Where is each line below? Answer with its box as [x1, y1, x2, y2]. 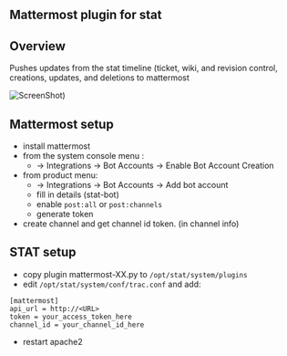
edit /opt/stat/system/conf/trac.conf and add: [22, 278, 201, 289]
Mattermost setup [9, 116, 114, 131]
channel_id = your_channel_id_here [9, 319, 145, 330]
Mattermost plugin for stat [9, 7, 162, 23]
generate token [36, 209, 94, 220]
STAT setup [9, 245, 77, 260]
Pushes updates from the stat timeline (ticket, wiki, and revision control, [9, 63, 278, 74]
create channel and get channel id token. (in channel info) [22, 218, 240, 229]
